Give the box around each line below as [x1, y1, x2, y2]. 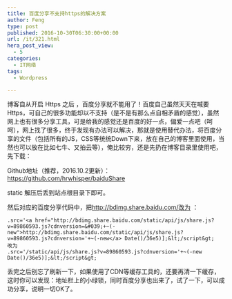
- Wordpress [13, 74, 48, 81]
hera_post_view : [7, 42, 54, 49]
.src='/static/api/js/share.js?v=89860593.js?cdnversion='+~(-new [7, 249, 202, 255]
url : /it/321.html [7, 36, 60, 43]
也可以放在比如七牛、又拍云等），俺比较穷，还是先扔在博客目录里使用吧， [12, 143, 222, 152]
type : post [7, 23, 39, 30]
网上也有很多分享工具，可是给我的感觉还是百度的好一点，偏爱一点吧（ [7, 117, 207, 126]
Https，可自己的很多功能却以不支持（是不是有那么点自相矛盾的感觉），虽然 [7, 108, 220, 117]
